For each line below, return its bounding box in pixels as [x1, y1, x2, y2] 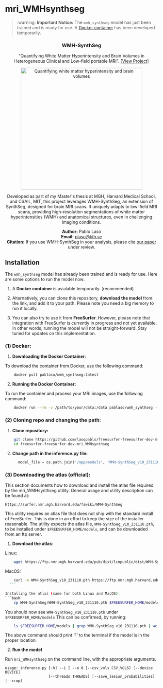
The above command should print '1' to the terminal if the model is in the [5, 632, 150, 638]
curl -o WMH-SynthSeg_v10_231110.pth [14, 578, 90, 583]
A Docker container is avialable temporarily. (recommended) [12, 286, 134, 292]
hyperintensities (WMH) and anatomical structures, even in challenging [10, 214, 153, 220]
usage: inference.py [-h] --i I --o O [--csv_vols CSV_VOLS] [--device [5, 666, 153, 670]
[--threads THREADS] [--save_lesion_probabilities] [48, 674, 155, 679]
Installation [5, 258, 40, 266]
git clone [14, 437, 34, 442]
